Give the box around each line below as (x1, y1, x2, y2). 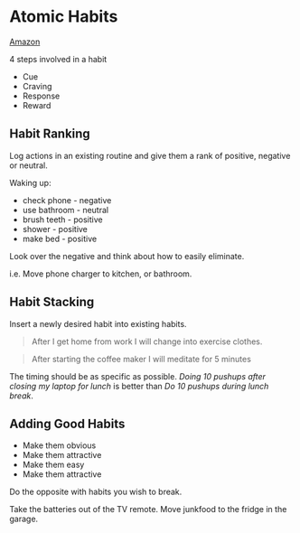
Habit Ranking (9, 126, 90, 142)
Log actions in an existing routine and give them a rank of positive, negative (9, 150, 291, 161)
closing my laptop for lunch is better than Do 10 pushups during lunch (9, 380, 269, 391)
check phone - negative (22, 194, 112, 205)
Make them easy (22, 459, 85, 471)
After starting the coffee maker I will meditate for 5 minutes (31, 353, 251, 364)
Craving (22, 80, 52, 91)
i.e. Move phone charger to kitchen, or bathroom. (9, 268, 192, 279)
